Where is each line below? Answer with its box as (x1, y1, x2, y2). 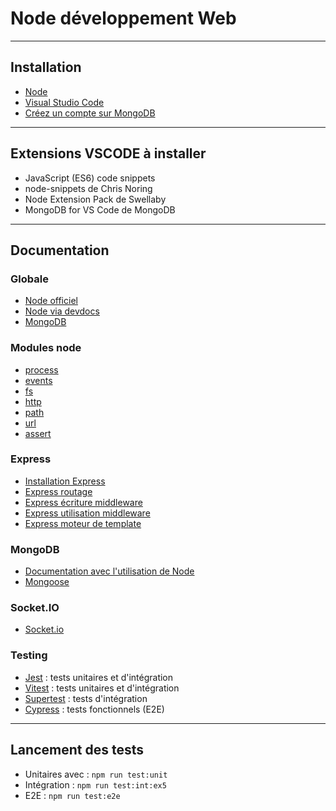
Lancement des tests (10, 742, 144, 759)
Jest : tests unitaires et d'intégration (24, 671, 174, 683)
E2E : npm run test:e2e (24, 789, 121, 801)
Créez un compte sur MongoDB (24, 107, 156, 119)
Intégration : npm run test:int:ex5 (24, 778, 167, 791)
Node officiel (24, 295, 78, 307)
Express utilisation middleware (24, 507, 151, 519)
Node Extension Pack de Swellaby (24, 193, 167, 205)
